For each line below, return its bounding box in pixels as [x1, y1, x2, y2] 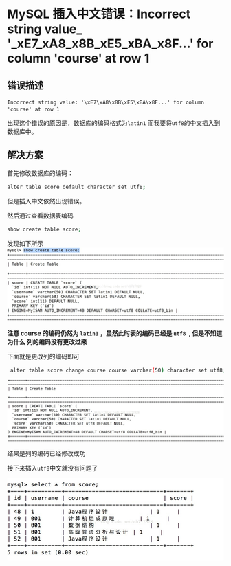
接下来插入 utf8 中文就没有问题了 [7, 464, 98, 473]
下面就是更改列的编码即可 [7, 352, 80, 361]
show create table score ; [7, 226, 81, 233]
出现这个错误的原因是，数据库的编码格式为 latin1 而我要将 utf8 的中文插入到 [7, 119, 221, 127]
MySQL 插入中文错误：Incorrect [7, 6, 191, 22]
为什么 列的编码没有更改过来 [7, 338, 87, 346]
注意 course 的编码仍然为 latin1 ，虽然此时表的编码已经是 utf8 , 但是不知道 [7, 329, 223, 337]
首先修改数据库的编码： [7, 169, 74, 177]
